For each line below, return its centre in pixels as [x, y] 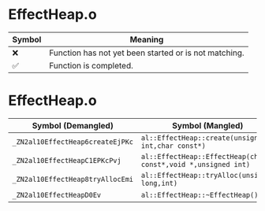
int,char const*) [174, 146]
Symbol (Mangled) [208, 125]
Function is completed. [91, 65]
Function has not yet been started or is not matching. [146, 53]
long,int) [159, 183]
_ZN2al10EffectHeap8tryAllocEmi [73, 179]
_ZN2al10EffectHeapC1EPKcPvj [67, 160]
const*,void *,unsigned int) [196, 164]
